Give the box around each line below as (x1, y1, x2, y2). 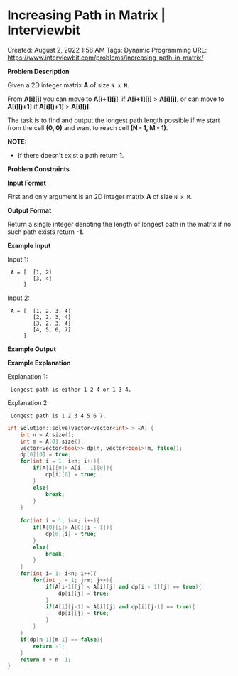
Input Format (7, 178, 46, 187)
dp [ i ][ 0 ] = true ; (45, 471, 97, 478)
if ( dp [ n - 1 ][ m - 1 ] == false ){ (20, 636, 103, 643)
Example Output (7, 345, 57, 353)
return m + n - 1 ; (20, 656, 72, 663)
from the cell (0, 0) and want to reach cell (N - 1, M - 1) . (7, 123, 168, 132)
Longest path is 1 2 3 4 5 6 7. (10, 412, 107, 419)
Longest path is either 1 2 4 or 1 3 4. (10, 386, 132, 393)
